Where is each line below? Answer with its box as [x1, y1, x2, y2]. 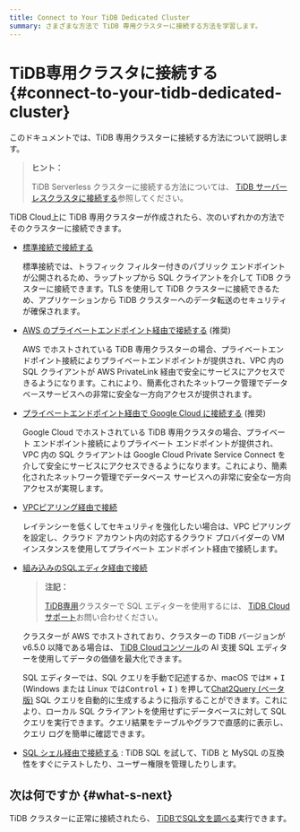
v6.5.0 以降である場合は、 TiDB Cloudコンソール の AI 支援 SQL [21, 642, 255, 653]
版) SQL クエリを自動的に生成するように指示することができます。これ [21, 695, 280, 706]
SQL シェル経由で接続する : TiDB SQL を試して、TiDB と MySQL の [21, 748, 269, 758]
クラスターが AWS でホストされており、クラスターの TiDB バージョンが [21, 631, 286, 642]
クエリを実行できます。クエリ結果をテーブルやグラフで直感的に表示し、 [21, 717, 288, 728]
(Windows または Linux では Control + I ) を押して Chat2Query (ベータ [21, 683, 285, 695]
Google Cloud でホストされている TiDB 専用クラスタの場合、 [21, 427, 246, 438]
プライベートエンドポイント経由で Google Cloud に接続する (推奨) [21, 408, 266, 419]
